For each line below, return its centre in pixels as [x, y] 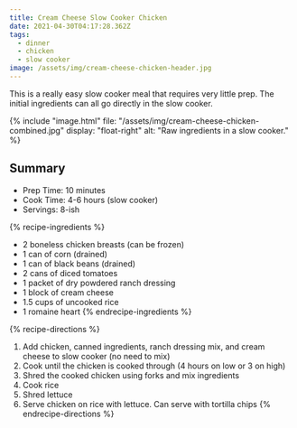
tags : [19, 34]
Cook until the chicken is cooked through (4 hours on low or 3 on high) [154, 366]
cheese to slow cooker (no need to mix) [96, 356]
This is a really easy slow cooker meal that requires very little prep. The [142, 93]
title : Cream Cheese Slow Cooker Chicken [88, 18]
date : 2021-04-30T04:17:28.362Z [70, 26]
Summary [37, 168]
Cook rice [41, 385]
